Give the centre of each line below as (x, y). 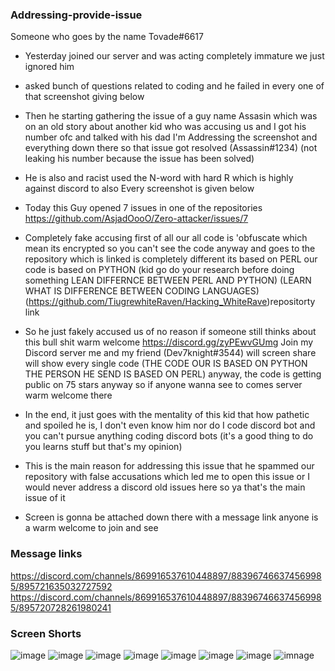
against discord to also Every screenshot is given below (139, 189)
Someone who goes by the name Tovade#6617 (107, 37)
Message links (46, 554)
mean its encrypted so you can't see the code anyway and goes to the (170, 249)
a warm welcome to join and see (91, 528)
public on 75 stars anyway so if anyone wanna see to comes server (163, 385)
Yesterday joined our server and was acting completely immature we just (174, 56)
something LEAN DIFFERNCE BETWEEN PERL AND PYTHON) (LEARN (168, 280)
